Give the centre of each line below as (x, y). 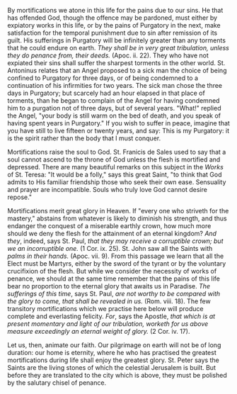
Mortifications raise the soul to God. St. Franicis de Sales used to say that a (117, 152)
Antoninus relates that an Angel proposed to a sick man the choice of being (117, 71)
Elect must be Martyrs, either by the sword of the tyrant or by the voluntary (117, 264)
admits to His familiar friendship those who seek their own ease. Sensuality (117, 182)
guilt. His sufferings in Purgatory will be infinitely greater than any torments (117, 40)
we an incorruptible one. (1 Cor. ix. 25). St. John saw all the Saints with (110, 248)
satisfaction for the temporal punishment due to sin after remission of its (112, 33)
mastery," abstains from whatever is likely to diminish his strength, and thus (117, 218)
